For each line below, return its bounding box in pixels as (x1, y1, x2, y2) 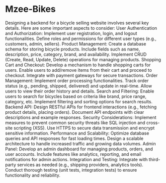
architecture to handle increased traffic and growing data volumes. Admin (5, 140, 156, 146)
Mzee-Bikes (5, 3, 56, 15)
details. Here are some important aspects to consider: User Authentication (5, 25, 158, 31)
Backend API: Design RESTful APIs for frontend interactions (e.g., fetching (5, 104, 157, 110)
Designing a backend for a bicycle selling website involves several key (5, 20, 149, 26)
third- (149, 156, 161, 162)
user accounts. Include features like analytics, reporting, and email (5, 151, 142, 157)
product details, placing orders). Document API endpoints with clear (5, 109, 144, 115)
